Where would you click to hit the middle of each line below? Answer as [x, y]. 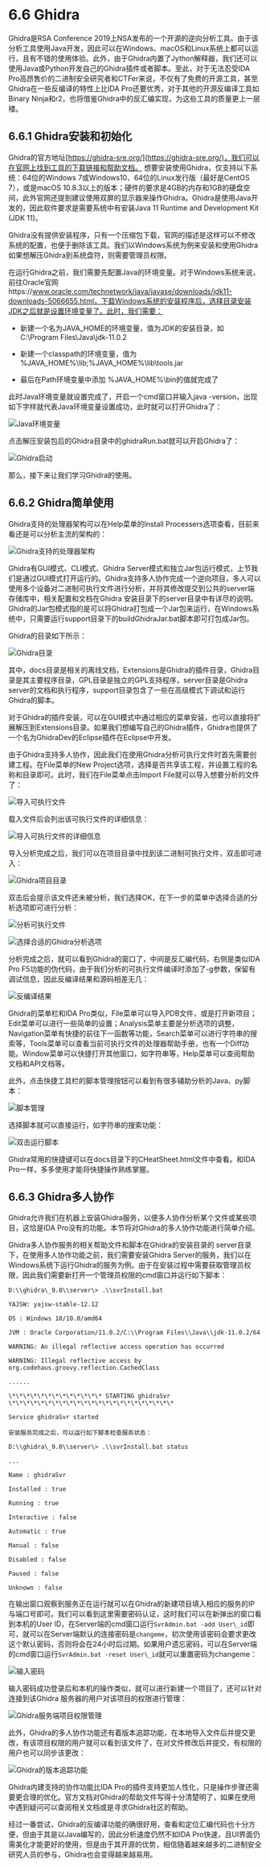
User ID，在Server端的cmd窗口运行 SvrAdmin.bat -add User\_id [141, 1624]
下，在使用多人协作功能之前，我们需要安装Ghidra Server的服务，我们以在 [130, 1255]
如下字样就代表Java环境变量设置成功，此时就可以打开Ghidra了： [115, 406]
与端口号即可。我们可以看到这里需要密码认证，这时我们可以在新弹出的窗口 [131, 1614]
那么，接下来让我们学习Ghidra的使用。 [72, 475]
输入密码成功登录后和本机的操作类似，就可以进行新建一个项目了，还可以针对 [135, 1688]
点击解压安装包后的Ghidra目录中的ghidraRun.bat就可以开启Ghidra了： [124, 441]
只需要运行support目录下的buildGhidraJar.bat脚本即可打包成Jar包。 [141, 619]
